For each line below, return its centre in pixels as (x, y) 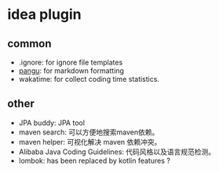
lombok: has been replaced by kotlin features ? (94, 160)
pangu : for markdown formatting (71, 71)
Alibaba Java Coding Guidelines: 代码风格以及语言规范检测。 (117, 152)
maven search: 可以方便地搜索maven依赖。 (89, 132)
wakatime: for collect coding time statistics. (89, 79)
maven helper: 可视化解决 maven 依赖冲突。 (90, 142)
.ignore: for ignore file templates (71, 62)
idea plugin (44, 15)
